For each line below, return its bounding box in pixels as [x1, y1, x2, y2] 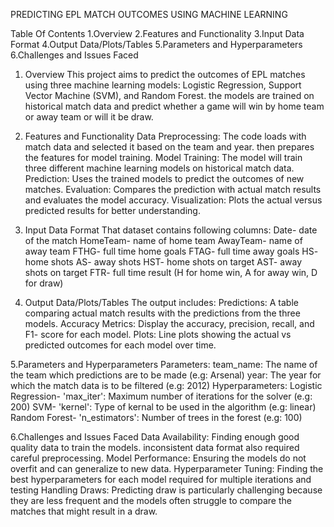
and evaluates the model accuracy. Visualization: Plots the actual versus [24, 194, 323, 206]
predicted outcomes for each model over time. [24, 339, 217, 351]
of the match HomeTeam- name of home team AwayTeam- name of [24, 235, 303, 246]
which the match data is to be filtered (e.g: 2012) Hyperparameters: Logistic [10, 380, 323, 391]
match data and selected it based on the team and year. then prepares [24, 141, 315, 153]
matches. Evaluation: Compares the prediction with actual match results [24, 184, 322, 195]
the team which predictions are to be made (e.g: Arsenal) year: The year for [10, 369, 322, 381]
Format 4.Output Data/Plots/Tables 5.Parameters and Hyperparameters [10, 39, 303, 50]
